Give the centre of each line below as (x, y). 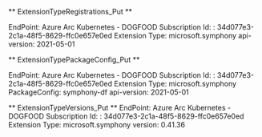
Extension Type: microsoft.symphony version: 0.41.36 (97, 125)
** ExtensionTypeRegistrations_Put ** (71, 12)
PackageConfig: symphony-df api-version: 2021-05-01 (99, 92)
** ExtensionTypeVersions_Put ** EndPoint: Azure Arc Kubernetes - (119, 108)
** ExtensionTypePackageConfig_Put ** (74, 60)
